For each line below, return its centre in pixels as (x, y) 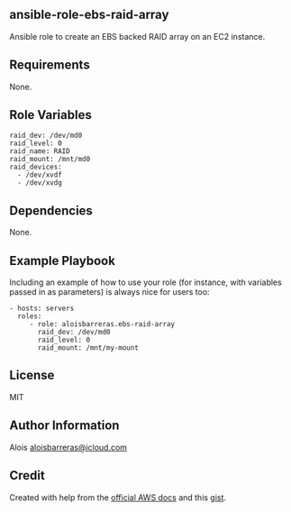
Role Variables (50, 115)
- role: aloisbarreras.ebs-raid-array (102, 325)
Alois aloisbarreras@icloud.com (68, 447)
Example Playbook (62, 261)
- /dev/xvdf (40, 175)
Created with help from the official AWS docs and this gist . (118, 497)
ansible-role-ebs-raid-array (89, 15)
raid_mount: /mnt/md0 (50, 160)
